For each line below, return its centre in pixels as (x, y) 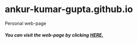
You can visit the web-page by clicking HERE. (54, 35)
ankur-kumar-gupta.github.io (69, 9)
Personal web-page (26, 23)
